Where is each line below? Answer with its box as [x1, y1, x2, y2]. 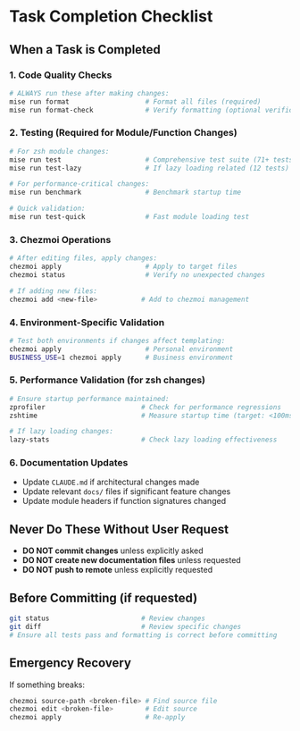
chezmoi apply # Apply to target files [9, 262, 238, 272]
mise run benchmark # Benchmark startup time [9, 188, 242, 197]
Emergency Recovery [9, 655, 132, 671]
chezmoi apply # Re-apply [9, 713, 186, 722]
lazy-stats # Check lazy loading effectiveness [9, 435, 278, 444]
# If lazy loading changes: [9, 427, 114, 436]
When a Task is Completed [9, 42, 161, 57]
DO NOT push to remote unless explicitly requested [21, 565, 213, 576]
